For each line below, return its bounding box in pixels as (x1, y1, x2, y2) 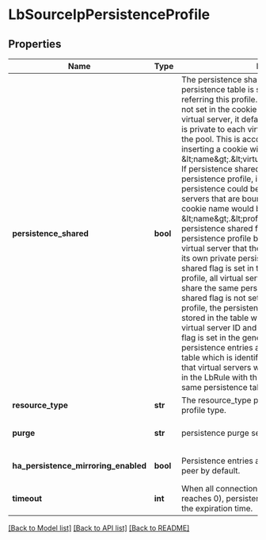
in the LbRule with (180, 372, 248, 383)
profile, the (180, 303, 222, 313)
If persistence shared (180, 164, 260, 174)
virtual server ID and (180, 322, 257, 333)
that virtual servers (180, 362, 252, 372)
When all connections (180, 483, 263, 494)
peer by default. (180, 465, 241, 476)
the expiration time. (180, 503, 253, 514)
